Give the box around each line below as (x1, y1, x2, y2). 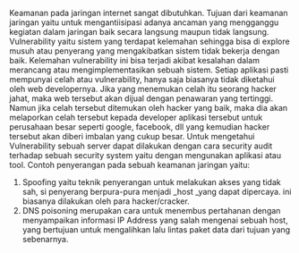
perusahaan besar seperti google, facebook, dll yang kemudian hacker (9, 122, 270, 132)
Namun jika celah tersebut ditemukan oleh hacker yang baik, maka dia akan (9, 103, 288, 113)
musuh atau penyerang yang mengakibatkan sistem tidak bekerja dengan (9, 46, 280, 56)
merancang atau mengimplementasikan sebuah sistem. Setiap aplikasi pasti (9, 64, 289, 75)
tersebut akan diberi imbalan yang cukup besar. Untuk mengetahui (9, 131, 255, 141)
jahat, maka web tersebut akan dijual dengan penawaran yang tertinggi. (9, 93, 274, 104)
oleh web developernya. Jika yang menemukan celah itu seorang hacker (9, 84, 278, 94)
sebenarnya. (21, 234, 69, 244)
